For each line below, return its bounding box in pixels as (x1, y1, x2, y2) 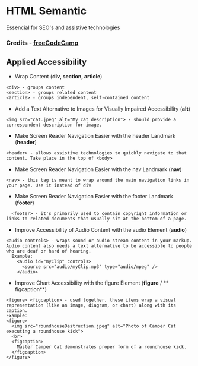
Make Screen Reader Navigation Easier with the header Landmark (14, 132, 176, 139)
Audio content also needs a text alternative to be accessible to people (6, 242, 193, 249)
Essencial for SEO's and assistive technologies (6, 24, 120, 31)
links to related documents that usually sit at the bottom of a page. (6, 216, 187, 222)
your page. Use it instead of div (6, 182, 92, 188)
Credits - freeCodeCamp (6, 39, 79, 47)
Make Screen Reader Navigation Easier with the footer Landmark (14, 193, 174, 200)
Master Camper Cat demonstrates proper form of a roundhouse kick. (17, 343, 187, 350)
